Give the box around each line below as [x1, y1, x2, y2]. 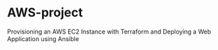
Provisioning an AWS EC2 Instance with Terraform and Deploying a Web [7, 27, 211, 36]
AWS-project [7, 5, 83, 21]
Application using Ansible [7, 34, 79, 42]
